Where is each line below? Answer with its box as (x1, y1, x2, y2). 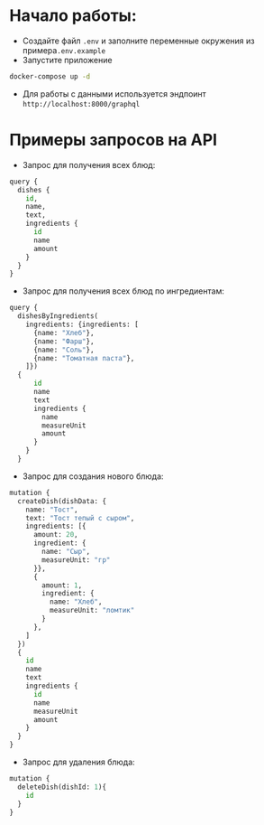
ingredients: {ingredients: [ (25, 320, 140, 329)
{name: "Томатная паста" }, (32, 353, 135, 362)
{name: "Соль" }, (32, 345, 95, 354)
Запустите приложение (22, 54, 113, 65)
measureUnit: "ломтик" (49, 606, 135, 615)
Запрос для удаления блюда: (22, 756, 135, 767)
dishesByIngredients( (17, 312, 99, 321)
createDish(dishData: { (17, 496, 106, 506)
